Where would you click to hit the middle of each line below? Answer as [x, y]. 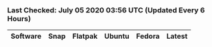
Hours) [19, 18]
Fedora [148, 36]
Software [26, 36]
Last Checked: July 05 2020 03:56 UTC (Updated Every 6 [106, 10]
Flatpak [85, 36]
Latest [177, 36]
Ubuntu [117, 36]
